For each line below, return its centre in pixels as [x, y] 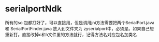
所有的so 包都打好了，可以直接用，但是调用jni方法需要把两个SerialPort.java [80, 22]
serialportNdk [33, 9]
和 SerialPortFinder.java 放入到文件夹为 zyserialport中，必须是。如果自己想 [79, 28]
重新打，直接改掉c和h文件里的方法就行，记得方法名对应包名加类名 [71, 34]
